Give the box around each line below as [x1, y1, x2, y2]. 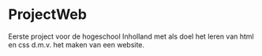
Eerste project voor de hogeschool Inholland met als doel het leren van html [8, 32, 254, 41]
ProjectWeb [8, 6, 87, 24]
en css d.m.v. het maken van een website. [8, 39, 144, 49]
